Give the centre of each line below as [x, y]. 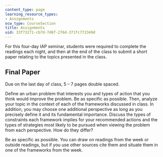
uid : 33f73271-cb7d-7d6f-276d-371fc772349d [50, 32]
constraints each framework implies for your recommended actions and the [81, 119]
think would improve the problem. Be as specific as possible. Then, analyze [81, 99]
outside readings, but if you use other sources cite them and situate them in [81, 145]
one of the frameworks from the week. [44, 150]
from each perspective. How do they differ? [49, 130]
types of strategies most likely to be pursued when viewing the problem [78, 125]
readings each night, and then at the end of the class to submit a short [76, 52]
